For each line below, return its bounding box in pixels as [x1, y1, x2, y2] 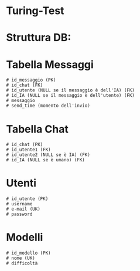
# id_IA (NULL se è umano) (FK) [6, 157, 85, 163]
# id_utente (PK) [6, 196, 49, 202]
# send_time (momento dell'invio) [6, 103, 91, 109]
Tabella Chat [6, 122, 69, 135]
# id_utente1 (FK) [6, 147, 51, 153]
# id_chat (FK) [6, 82, 43, 89]
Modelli [6, 231, 43, 244]
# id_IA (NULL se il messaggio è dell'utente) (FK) [6, 93, 135, 99]
